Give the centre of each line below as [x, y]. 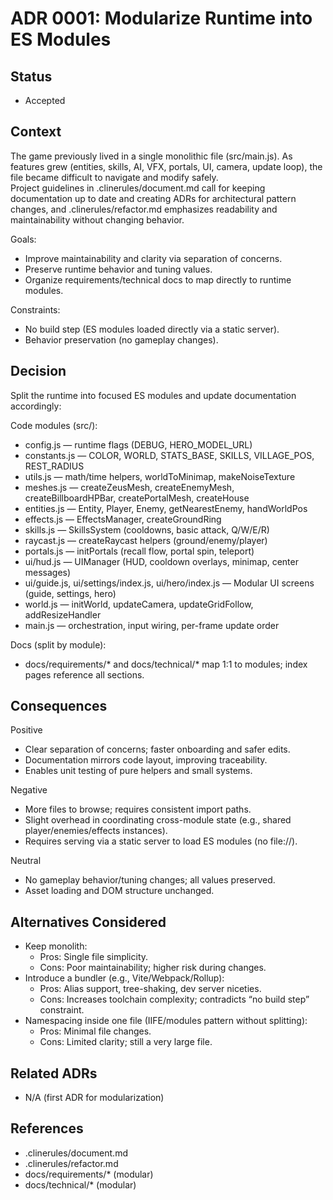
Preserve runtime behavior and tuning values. [118, 269]
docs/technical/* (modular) [80, 1184]
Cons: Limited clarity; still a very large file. [126, 1042]
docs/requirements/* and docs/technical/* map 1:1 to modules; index [166, 664]
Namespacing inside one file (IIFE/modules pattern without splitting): [166, 1021]
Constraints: [35, 309]
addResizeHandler [63, 614]
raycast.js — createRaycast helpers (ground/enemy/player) [146, 540]
